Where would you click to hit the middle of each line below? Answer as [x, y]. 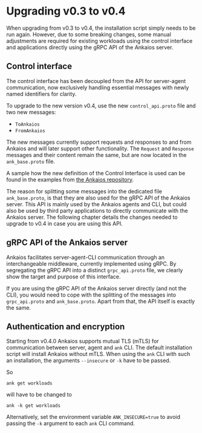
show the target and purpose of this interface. [64, 277]
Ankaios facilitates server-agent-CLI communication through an [86, 257]
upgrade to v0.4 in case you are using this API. [64, 223]
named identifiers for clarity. [41, 94]
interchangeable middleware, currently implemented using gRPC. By [91, 263]
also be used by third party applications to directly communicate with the [97, 210]
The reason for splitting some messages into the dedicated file [84, 191]
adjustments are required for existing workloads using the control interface [99, 41]
